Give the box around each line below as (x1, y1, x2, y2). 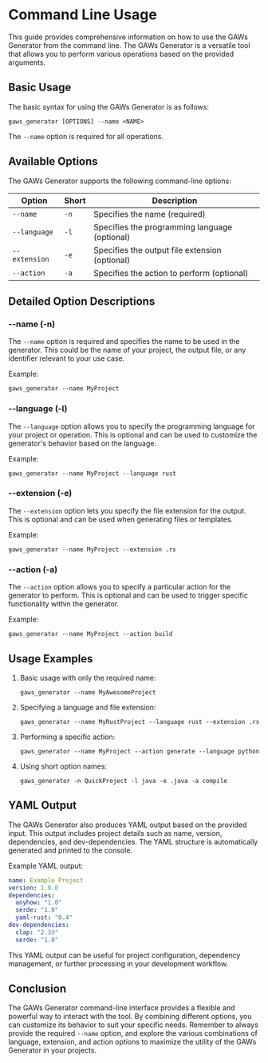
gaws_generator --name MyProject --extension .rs (8, 545, 177, 553)
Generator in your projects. (8, 1045, 97, 1055)
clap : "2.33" (15, 928, 59, 937)
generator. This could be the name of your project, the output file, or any (8, 346, 246, 355)
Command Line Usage (8, 6, 157, 24)
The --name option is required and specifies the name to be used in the (8, 337, 240, 346)
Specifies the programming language (93, 222, 233, 233)
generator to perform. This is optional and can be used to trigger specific (8, 590, 249, 601)
